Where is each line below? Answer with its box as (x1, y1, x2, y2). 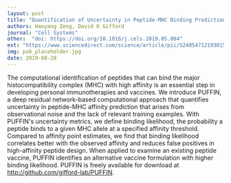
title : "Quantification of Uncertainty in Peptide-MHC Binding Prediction (7, 16, 226, 23)
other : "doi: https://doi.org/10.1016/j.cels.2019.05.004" (7, 36, 184, 42)
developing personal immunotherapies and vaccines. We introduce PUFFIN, (7, 88, 221, 96)
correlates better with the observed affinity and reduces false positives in (7, 138, 215, 147)
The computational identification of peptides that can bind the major (7, 73, 200, 82)
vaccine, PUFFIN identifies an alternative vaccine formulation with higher (7, 154, 214, 162)
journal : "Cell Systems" (7, 29, 78, 36)
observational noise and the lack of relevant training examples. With (7, 110, 199, 118)
